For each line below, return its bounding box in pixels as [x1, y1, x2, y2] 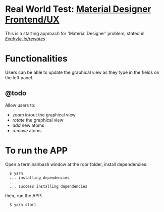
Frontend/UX [5, 14, 59, 25]
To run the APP [5, 145, 68, 156]
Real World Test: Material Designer [5, 3, 152, 15]
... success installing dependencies [9, 184, 88, 189]
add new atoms [12, 122, 45, 128]
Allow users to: [5, 102, 36, 108]
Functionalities [5, 53, 68, 64]
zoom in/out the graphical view [12, 111, 76, 117]
